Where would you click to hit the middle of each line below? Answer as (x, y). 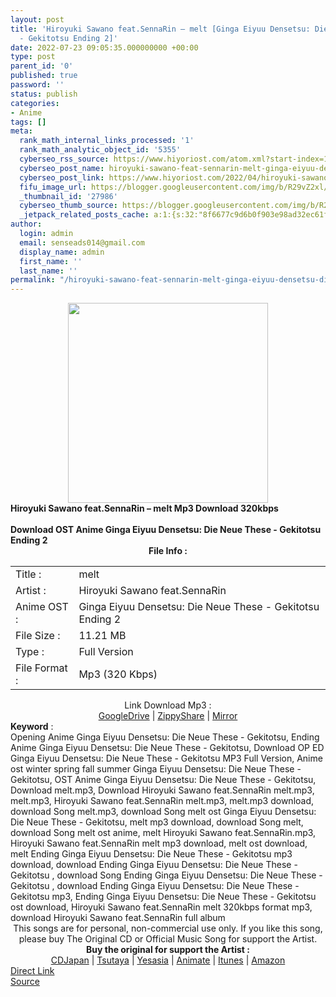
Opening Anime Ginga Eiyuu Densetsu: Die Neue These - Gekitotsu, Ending (165, 737)
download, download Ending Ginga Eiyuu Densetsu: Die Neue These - (154, 865)
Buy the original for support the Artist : (168, 950)
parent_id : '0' (42, 66)
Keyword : (32, 727)
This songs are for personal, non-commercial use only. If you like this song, (168, 928)
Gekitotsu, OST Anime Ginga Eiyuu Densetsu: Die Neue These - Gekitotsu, (163, 780)
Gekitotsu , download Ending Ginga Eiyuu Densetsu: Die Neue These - (155, 886)
